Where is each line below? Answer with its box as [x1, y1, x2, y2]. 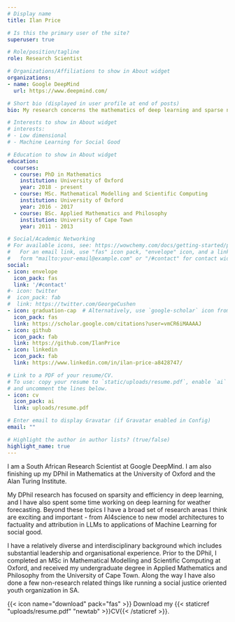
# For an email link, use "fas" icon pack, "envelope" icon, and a [7, 249, 215, 256]
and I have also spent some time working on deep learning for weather [7, 498, 211, 506]
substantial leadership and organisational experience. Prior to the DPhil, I [7, 548, 217, 557]
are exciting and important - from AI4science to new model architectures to [7, 513, 225, 521]
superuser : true [7, 36, 55, 43]
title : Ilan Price [7, 17, 61, 24]
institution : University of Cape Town [20, 216, 133, 223]
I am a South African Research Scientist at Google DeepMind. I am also [7, 462, 212, 470]
